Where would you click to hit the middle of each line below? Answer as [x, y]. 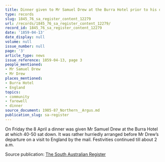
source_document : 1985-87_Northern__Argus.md [52, 111]
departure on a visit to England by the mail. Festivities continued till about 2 [81, 139]
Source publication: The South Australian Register [55, 154]
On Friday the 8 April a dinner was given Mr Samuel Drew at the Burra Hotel [82, 129]
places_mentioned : [24, 78]
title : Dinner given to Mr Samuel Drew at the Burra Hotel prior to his [81, 10]
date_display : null [25, 37]
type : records [20, 14]
